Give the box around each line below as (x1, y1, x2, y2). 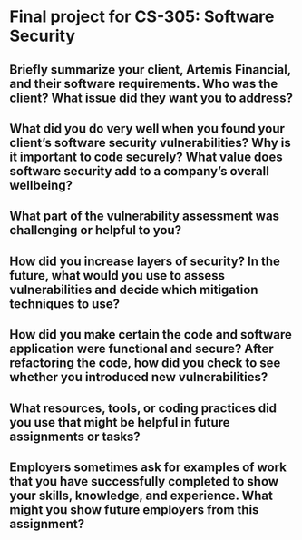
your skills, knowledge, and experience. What (9, 487, 274, 503)
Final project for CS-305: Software (9, 6, 275, 27)
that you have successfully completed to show (9, 474, 279, 489)
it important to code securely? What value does (9, 149, 283, 164)
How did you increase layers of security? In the (9, 253, 281, 269)
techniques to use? (9, 296, 121, 311)
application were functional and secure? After (9, 341, 274, 357)
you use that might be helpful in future (9, 415, 230, 430)
